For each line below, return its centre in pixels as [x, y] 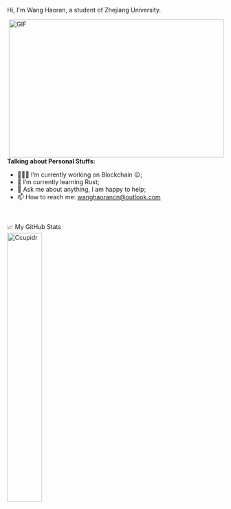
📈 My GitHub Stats [34, 227]
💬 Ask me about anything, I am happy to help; [81, 189]
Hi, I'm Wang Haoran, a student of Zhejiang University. [84, 10]
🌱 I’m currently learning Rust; [58, 182]
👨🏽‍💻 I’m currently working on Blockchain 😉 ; [80, 174]
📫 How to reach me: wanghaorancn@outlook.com [89, 197]
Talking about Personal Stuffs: [51, 161]
